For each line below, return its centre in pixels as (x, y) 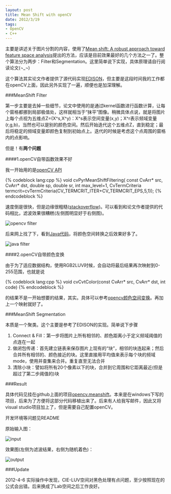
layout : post (19, 10)
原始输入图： (19, 429)
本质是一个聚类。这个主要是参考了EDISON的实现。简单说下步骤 (72, 325)
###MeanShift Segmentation (36, 314)
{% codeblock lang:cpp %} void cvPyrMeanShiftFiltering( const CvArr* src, (84, 180)
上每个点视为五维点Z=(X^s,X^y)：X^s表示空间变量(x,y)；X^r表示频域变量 (81, 118)
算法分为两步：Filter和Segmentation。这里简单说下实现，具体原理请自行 (85, 61)
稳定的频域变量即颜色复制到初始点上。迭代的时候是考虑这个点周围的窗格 (90, 131)
